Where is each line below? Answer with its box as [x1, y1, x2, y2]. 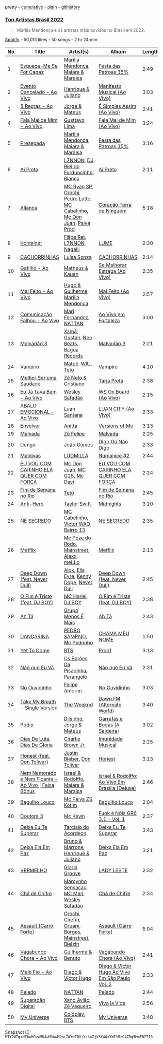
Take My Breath [20, 699, 56, 705]
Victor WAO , [64, 521, 92, 528]
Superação [20, 997, 46, 1004]
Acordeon [64, 830, 86, 837]
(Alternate [98, 702, 122, 708]
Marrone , [64, 844, 85, 851]
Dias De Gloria [20, 741, 53, 748]
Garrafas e [98, 716, 123, 722]
